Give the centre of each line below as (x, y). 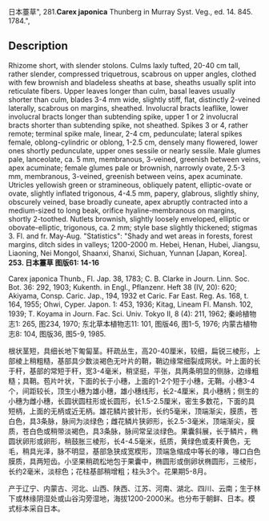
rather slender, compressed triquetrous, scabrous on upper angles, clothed (132, 74)
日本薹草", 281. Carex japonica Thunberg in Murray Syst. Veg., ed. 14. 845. (130, 12)
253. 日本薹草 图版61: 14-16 (54, 263)
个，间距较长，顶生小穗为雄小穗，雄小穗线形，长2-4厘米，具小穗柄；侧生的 (134, 391)
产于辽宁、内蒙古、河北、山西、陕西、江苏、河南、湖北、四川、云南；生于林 (134, 488)
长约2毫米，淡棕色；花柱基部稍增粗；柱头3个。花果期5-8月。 (110, 471)
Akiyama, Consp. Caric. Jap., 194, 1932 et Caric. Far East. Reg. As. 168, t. (128, 295)
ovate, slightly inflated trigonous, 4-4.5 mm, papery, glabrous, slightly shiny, (134, 193)
